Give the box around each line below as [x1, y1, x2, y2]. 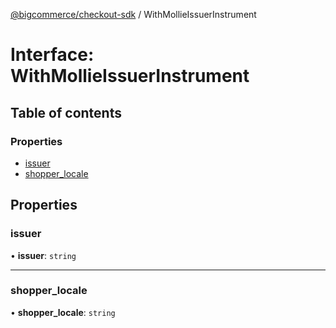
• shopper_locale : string [10, 306, 116, 318]
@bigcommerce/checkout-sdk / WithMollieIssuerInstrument [10, 9, 257, 20]
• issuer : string [10, 249, 77, 261]
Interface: [10, 44, 95, 66]
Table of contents [10, 104, 122, 121]
